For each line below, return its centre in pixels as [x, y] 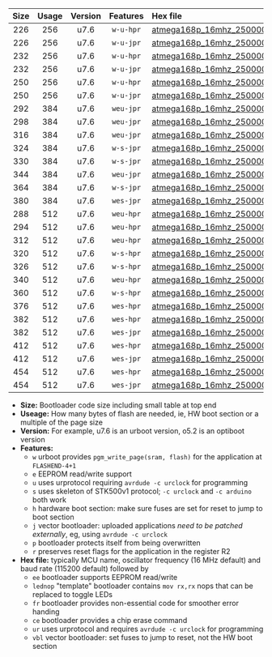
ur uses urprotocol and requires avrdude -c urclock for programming [148, 629]
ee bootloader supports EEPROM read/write [105, 577]
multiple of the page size [62, 422]
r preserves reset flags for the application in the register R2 [131, 551]
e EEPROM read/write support [82, 474]
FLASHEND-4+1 [54, 466]
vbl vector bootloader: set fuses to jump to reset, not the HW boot [142, 638]
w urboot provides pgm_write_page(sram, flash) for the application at [147, 456]
